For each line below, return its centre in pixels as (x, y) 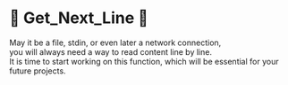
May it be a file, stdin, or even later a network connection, (115, 42)
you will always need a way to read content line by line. (111, 51)
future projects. (38, 71)
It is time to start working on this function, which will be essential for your (144, 61)
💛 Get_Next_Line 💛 (79, 18)
